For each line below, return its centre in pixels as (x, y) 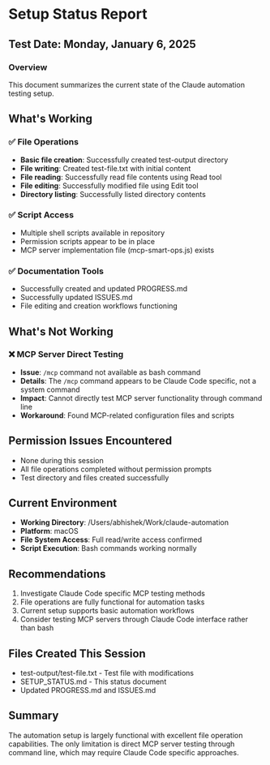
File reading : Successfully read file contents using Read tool (121, 177)
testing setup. (31, 93)
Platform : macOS (49, 531)
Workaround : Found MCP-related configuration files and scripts (127, 415)
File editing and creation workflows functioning (99, 306)
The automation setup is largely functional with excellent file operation (126, 735)
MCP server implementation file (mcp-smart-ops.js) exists (117, 250)
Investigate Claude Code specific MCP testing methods (112, 594)
